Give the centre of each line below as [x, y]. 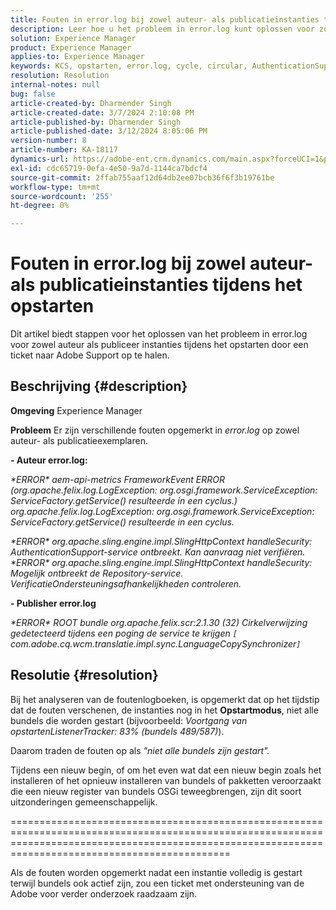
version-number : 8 [48, 141]
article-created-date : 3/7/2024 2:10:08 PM [102, 112]
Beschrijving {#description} [99, 386]
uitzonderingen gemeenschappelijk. [84, 802]
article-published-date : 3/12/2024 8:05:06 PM [109, 131]
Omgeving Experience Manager [76, 410]
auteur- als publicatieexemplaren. [79, 440]
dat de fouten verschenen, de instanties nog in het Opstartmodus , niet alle [164, 710]
